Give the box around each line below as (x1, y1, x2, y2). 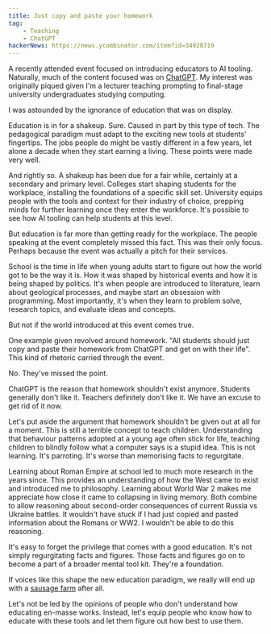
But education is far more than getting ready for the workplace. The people (8, 229, 258, 238)
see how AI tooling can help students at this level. (8, 213, 173, 223)
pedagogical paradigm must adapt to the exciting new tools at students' (8, 130, 247, 139)
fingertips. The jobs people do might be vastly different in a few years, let (8, 138, 252, 147)
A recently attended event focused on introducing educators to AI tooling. (8, 64, 253, 73)
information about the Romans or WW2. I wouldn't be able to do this (8, 518, 235, 528)
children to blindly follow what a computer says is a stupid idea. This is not (8, 442, 256, 452)
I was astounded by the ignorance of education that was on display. (8, 106, 234, 115)
